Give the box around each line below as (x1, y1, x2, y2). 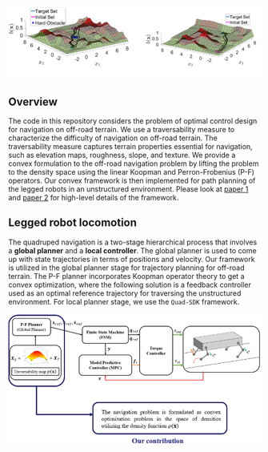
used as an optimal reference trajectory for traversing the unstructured (8, 288, 242, 298)
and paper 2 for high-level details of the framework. (8, 192, 179, 202)
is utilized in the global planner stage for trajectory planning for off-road (8, 263, 246, 272)
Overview (8, 95, 58, 108)
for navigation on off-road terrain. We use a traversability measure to (8, 124, 235, 134)
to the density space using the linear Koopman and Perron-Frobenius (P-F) (8, 167, 254, 176)
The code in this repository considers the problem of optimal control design (8, 115, 258, 126)
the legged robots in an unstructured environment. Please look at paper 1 (8, 184, 249, 194)
